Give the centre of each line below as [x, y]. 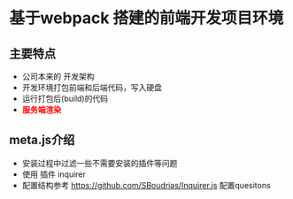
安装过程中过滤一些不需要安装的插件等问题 [100, 163]
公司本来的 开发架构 [58, 77]
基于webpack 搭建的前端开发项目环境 [146, 18]
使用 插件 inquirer [54, 174]
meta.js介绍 [42, 140]
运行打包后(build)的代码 [65, 99]
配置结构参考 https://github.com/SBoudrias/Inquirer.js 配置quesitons [146, 185]
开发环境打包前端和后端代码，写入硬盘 [92, 88]
